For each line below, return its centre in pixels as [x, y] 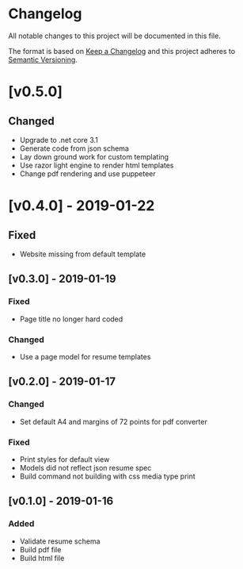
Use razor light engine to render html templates [97, 165]
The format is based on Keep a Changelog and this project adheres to [122, 51]
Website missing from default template [83, 254]
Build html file [42, 558]
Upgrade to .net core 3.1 [59, 140]
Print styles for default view [65, 459]
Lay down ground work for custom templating [94, 156]
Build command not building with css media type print [107, 476]
